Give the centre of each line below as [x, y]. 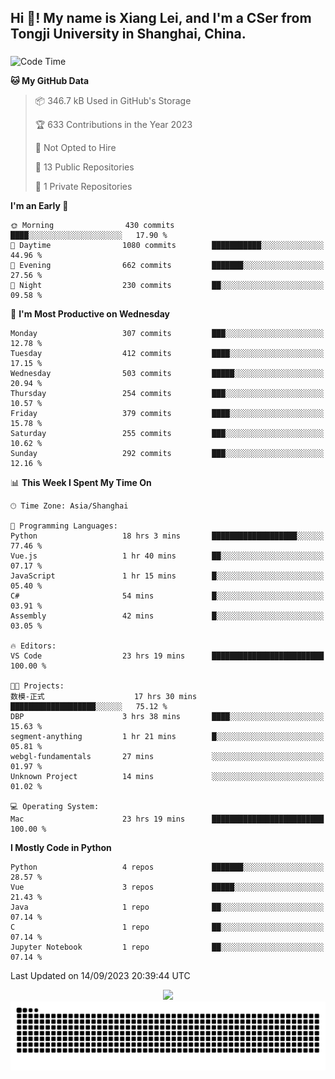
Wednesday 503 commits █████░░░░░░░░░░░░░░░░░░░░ [167, 374]
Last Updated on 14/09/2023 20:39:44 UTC [100, 976]
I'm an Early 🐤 [39, 206]
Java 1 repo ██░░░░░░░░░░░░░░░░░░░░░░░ [167, 907]
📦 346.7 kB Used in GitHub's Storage [113, 101]
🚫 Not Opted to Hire [75, 148]
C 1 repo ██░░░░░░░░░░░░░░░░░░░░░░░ [167, 927]
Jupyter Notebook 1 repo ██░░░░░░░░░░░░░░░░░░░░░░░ [167, 947]
